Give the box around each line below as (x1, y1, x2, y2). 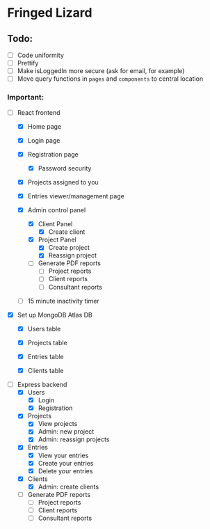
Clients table (27, 366, 64, 374)
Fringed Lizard (7, 5, 92, 21)
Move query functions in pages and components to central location (17, 74, 204, 83)
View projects (38, 420, 78, 428)
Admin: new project (38, 427, 95, 436)
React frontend (17, 108, 60, 116)
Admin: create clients (38, 482, 99, 491)
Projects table (27, 338, 67, 347)
